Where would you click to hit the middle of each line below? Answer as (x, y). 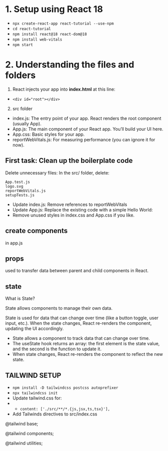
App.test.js (18, 182)
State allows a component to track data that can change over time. (81, 338)
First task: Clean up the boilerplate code (69, 161)
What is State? (20, 299)
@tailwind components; (30, 433)
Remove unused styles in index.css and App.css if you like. (73, 215)
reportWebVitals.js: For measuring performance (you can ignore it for (84, 139)
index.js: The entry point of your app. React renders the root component (87, 118)
